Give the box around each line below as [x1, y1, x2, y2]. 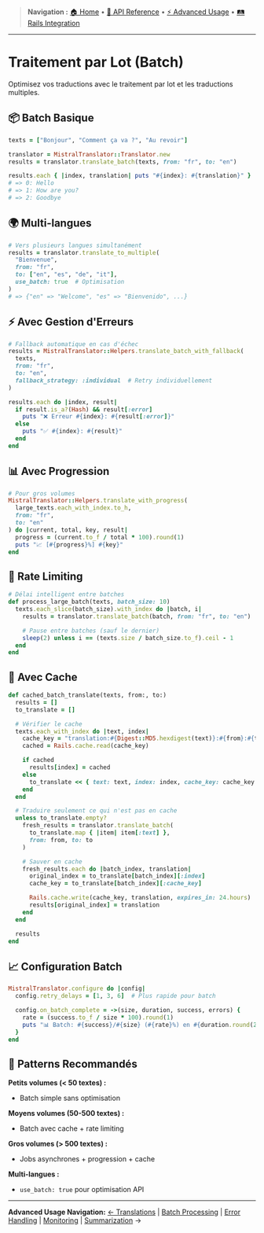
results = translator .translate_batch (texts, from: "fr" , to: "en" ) [8, 157, 237, 166]
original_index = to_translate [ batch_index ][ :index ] [28, 872, 206, 880]
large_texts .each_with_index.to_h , [15, 504, 132, 512]
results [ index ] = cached [28, 764, 111, 771]
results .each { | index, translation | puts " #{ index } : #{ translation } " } [8, 172, 251, 180]
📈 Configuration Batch [8, 959, 123, 974]
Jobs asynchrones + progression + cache [19, 1154, 156, 1164]
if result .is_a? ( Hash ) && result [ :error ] [15, 405, 153, 414]
